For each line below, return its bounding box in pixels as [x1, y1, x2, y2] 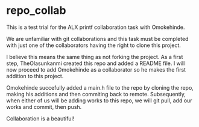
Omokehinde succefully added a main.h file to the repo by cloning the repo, [6, 84, 194, 91]
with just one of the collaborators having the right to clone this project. [6, 42, 181, 49]
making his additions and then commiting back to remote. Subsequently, [6, 90, 186, 98]
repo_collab [6, 4, 66, 17]
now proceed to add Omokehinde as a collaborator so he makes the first [6, 66, 186, 73]
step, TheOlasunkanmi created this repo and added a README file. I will [6, 60, 185, 67]
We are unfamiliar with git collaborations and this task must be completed [6, 35, 189, 42]
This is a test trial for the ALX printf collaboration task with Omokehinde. [6, 23, 185, 31]
